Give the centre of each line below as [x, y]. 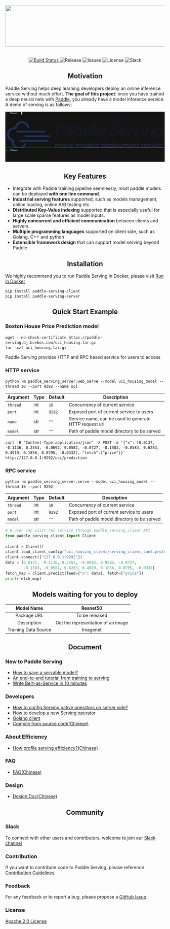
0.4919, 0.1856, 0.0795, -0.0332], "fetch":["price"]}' [65, 453]
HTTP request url [87, 424]
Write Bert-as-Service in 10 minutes [50, 683]
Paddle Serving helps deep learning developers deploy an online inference [83, 88]
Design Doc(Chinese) [35, 797]
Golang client [26, 718]
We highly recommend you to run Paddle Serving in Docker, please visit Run [84, 276]
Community [85, 812]
